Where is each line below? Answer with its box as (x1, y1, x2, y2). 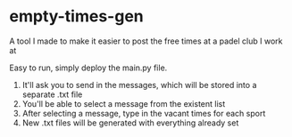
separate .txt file (21, 89, 83, 100)
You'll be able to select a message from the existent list (21, 98, 226, 109)
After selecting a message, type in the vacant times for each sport (21, 108, 266, 118)
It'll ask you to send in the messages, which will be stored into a (21, 79, 257, 90)
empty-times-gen (9, 6, 145, 27)
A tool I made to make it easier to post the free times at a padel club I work (9, 36, 283, 46)
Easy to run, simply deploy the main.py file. (9, 62, 168, 73)
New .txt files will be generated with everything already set (21, 117, 239, 128)
